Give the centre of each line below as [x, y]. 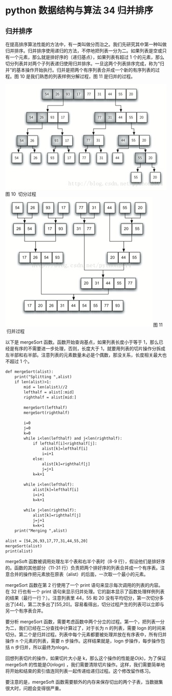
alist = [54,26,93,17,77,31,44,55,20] [47, 541]
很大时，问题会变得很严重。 [35, 688]
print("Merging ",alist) [41, 531]
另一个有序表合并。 [26, 611]
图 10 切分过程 [21, 194]
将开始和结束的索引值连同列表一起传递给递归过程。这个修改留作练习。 [79, 671]
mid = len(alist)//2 [46, 387]
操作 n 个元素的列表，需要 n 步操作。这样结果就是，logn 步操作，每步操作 [83, 641]
